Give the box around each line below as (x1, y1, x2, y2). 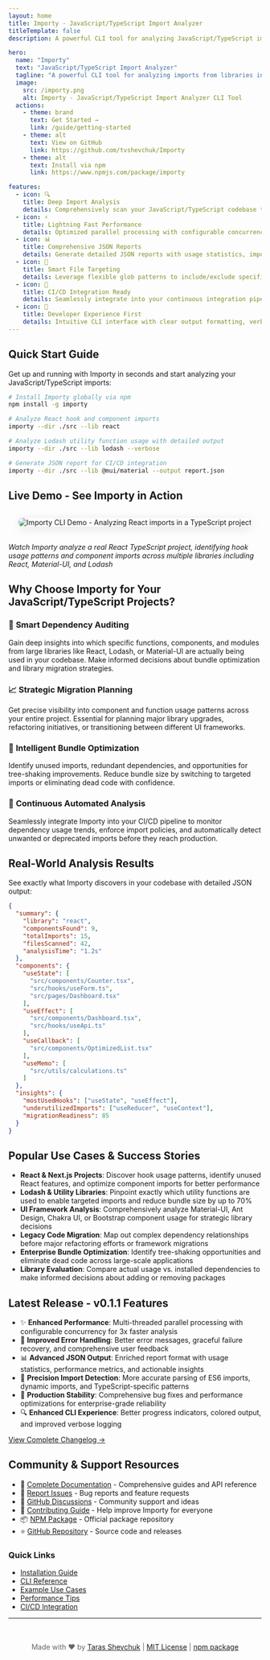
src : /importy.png (22, 86, 84, 94)
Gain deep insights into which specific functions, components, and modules (8, 638, 260, 647)
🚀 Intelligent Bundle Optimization (8, 742, 140, 754)
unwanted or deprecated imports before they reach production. (8, 833, 219, 843)
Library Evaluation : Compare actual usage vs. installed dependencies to (19, 1265, 260, 1274)
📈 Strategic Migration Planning (8, 683, 133, 695)
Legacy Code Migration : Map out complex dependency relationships (19, 1230, 249, 1240)
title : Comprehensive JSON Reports (22, 243, 142, 251)
